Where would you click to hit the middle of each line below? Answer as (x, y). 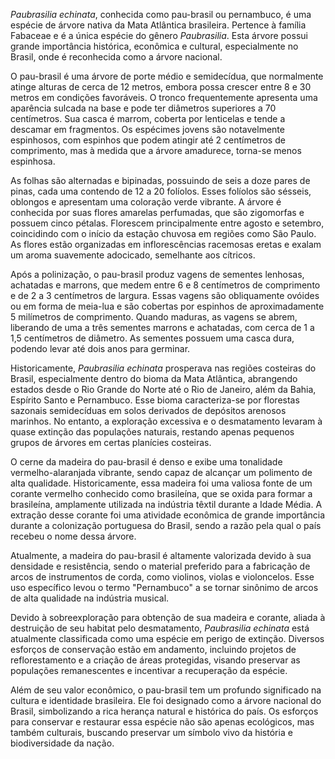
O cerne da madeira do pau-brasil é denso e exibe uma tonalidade (146, 462)
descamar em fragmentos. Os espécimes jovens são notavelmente (147, 129)
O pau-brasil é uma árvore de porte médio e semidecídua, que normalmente (167, 76)
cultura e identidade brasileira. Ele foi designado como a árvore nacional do (166, 700)
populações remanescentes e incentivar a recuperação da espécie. (149, 670)
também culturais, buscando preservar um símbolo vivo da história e (151, 732)
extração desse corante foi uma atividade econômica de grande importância (168, 515)
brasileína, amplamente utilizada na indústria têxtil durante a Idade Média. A (166, 504)
